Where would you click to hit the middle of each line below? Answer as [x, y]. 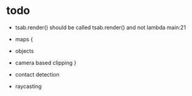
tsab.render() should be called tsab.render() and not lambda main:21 [101, 27]
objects [25, 51]
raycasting [28, 86]
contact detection [37, 74]
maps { [24, 39]
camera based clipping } [46, 63]
